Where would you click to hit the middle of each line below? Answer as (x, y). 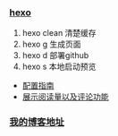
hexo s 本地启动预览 (59, 67)
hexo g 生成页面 (52, 44)
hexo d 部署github (55, 55)
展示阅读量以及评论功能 (65, 97)
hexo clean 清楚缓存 (59, 33)
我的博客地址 (37, 123)
